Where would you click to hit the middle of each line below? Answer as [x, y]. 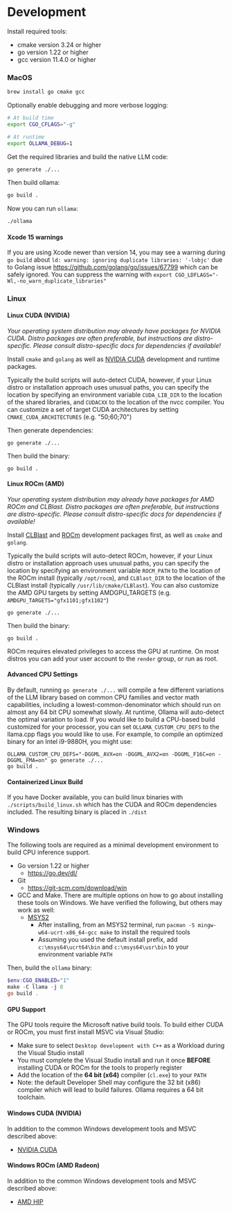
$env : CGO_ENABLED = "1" [38, 981]
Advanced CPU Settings [43, 674]
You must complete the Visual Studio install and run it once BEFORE [114, 1061]
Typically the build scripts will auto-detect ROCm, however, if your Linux [110, 556]
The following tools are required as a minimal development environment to [113, 845]
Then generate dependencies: [50, 430]
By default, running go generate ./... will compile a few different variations [116, 690]
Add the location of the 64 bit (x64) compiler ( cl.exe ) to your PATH [111, 1075]
